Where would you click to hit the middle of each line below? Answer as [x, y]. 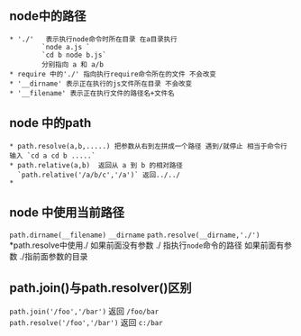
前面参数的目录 [60, 257]
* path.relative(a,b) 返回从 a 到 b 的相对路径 [96, 165]
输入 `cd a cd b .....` [53, 156]
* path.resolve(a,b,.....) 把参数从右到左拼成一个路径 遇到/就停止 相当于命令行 [148, 146]
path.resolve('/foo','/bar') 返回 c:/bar [87, 322]
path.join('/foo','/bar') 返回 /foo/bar [84, 311]
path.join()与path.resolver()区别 [100, 288]
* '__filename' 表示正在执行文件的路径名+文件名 [92, 93]
